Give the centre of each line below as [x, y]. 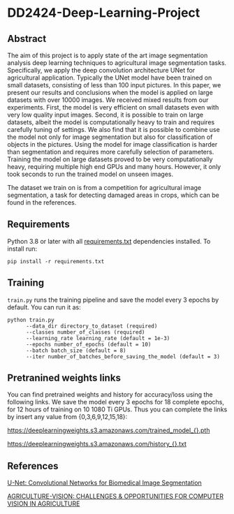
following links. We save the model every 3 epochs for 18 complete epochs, [116, 402]
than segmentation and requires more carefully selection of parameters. [111, 152]
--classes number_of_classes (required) [85, 332]
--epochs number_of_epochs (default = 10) [88, 344]
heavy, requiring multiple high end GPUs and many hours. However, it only [114, 167]
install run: [22, 249]
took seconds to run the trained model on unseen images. [90, 174]
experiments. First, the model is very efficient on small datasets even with [113, 107]
